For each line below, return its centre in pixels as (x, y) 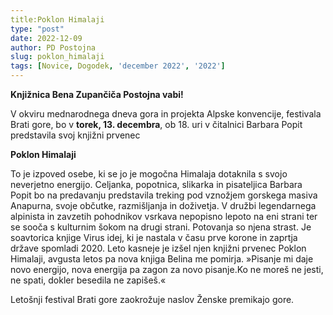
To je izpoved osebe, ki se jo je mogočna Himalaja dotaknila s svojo (149, 174)
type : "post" (37, 29)
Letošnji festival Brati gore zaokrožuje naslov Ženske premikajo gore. (152, 299)
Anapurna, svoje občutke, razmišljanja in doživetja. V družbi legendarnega (163, 205)
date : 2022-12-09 (46, 38)
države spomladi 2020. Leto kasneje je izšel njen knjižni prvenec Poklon (158, 248)
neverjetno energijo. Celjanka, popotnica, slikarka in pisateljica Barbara (156, 184)
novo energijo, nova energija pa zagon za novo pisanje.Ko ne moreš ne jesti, (167, 269)
